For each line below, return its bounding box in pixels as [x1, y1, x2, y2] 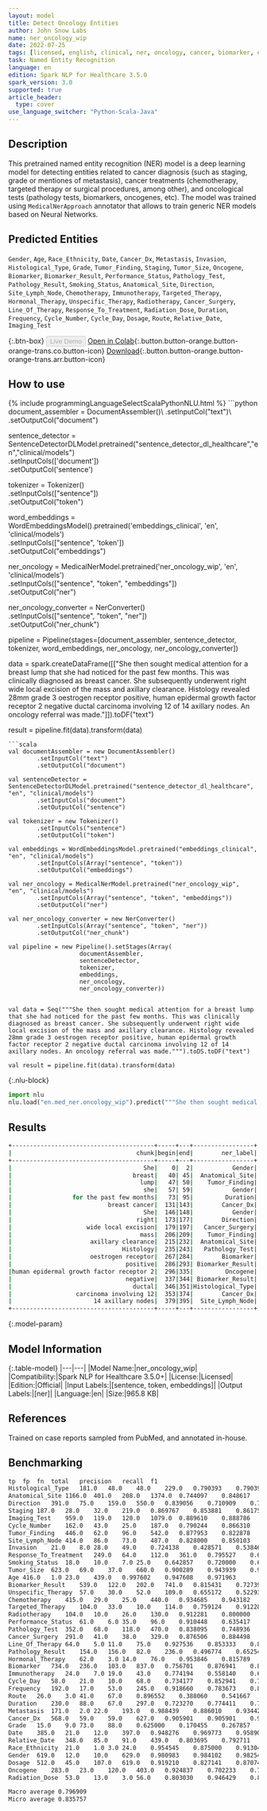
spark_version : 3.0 [8, 78, 73, 86]
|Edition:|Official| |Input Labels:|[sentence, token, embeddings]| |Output [8, 1380, 243, 1389]
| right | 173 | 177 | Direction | [8, 1216, 258, 1224]
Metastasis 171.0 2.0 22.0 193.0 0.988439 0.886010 [8, 1707, 222, 1715]
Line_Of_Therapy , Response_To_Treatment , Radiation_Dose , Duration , [8, 304, 229, 314]
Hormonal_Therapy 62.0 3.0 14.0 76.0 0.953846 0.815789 [8, 1655, 250, 1663]
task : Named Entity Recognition [8, 57, 115, 65]
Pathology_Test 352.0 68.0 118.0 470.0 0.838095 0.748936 [8, 1625, 250, 1634]
